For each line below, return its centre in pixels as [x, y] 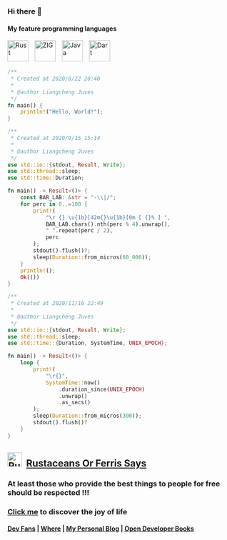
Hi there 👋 [25, 11]
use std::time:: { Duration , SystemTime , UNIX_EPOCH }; [87, 343]
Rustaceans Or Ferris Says [86, 464]
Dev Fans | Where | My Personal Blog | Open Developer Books [101, 529]
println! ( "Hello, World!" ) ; [62, 112]
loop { [30, 363]
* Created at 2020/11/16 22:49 [57, 304]
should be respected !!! [49, 492]
